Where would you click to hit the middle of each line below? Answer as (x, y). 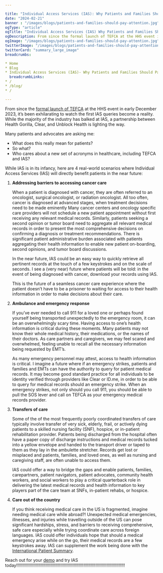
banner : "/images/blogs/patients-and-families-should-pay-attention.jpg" (82, 23)
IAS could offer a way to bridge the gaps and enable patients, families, (82, 469)
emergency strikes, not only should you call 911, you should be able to (82, 389)
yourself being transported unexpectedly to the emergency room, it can (83, 318)
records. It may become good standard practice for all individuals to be (83, 374)
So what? (21, 148)
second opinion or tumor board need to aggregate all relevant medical (82, 223)
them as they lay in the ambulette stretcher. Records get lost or (75, 450)
